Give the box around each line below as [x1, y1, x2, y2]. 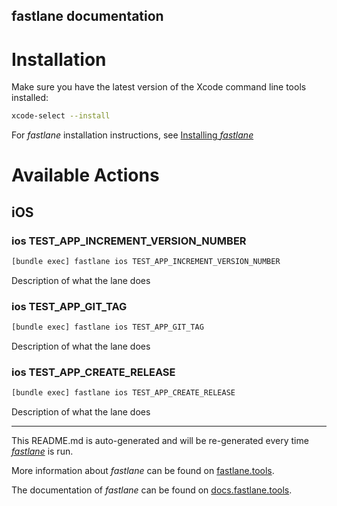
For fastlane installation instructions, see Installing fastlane [11, 129, 254, 141]
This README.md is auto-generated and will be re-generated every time [11, 435, 309, 447]
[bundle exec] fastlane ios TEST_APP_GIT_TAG [11, 322, 204, 333]
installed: [11, 92, 49, 104]
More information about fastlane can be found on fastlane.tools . [11, 465, 275, 477]
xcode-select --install [11, 111, 111, 121]
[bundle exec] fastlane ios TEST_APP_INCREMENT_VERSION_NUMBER [11, 257, 281, 267]
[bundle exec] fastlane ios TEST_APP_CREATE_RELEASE [11, 388, 236, 398]
